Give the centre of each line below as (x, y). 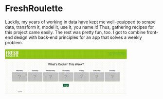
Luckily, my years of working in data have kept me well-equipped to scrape (80, 22)
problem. (14, 42)
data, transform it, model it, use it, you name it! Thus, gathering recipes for (80, 27)
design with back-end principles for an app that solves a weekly (78, 37)
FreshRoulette (34, 8)
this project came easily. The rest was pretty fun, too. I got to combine (75, 32)
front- (153, 32)
